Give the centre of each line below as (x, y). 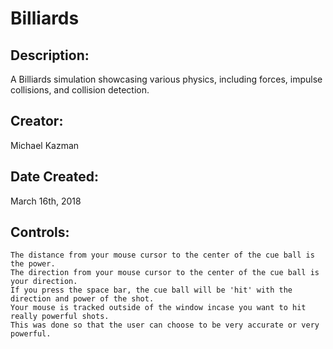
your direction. (44, 282)
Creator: (37, 121)
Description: (50, 55)
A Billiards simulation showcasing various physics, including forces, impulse (166, 79)
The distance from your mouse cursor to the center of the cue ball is (162, 255)
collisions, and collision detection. (80, 90)
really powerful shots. (60, 317)
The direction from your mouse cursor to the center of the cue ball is (165, 273)
